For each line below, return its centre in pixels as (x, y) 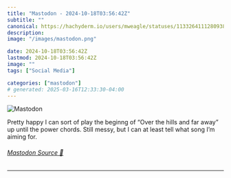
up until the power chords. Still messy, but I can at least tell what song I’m (111, 130)
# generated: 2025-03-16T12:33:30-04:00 (66, 89)
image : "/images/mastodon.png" (52, 39)
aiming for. (22, 137)
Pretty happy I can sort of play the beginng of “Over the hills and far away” (113, 122)
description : (26, 33)
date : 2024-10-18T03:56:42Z (47, 52)
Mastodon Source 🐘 (35, 153)
